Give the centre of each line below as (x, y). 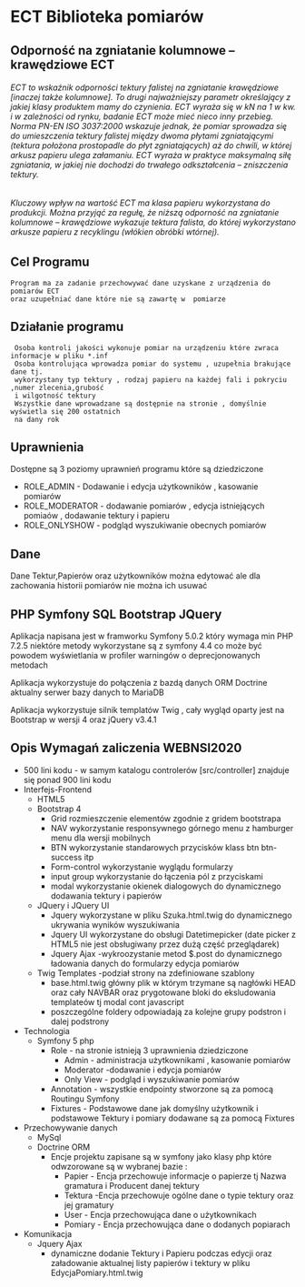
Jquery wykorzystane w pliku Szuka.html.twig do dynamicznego (172, 915)
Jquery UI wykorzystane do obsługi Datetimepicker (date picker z (173, 934)
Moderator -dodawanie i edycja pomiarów (143, 1070)
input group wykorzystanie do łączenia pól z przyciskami (157, 876)
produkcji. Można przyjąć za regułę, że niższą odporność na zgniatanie (145, 212)
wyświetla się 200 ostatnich (65, 411)
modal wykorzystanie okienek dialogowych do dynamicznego (166, 886)
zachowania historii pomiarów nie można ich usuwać (109, 586)
